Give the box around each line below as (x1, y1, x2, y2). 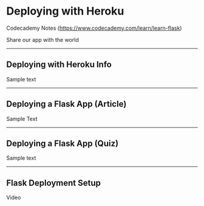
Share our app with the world (6, 36, 79, 43)
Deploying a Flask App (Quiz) (6, 138, 119, 148)
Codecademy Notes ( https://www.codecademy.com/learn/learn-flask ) (6, 24, 182, 32)
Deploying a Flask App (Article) (6, 99, 127, 109)
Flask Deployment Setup (6, 177, 101, 188)
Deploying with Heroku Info (6, 60, 112, 70)
